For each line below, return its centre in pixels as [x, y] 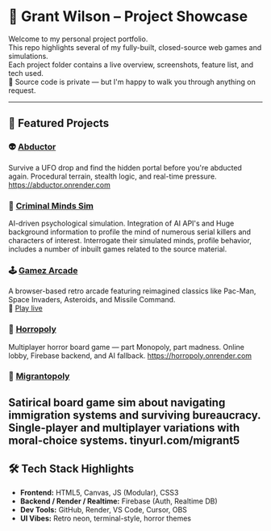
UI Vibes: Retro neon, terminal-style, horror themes [106, 518]
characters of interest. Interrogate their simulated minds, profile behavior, [130, 240]
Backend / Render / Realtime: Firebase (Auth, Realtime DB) [119, 501]
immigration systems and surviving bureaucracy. [135, 415]
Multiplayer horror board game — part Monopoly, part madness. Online [126, 347]
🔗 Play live [25, 308]
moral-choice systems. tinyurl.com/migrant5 [124, 440]
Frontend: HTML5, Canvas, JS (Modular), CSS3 [99, 492]
